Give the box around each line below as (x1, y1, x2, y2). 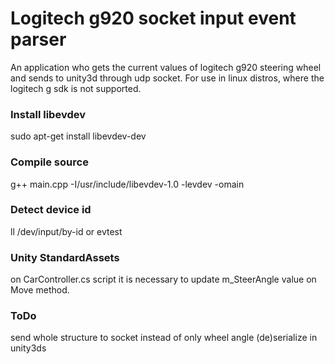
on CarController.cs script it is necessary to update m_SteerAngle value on (10, 273, 317, 286)
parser (10, 28, 67, 51)
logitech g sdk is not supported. (10, 82, 142, 94)
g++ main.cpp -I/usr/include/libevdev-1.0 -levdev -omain (10, 178, 245, 190)
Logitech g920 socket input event (10, 7, 297, 30)
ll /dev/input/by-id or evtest (10, 225, 123, 237)
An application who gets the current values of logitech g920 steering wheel (10, 61, 322, 73)
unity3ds (10, 342, 47, 354)
